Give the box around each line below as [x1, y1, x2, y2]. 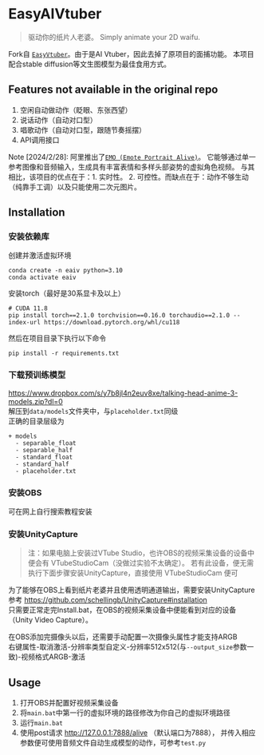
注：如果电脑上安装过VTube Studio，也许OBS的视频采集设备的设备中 [27, 548, 255, 558]
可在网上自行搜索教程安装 [8, 507, 93, 516]
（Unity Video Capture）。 [8, 615, 93, 625]
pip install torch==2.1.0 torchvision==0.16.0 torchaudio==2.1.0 [8, 312, 230, 320]
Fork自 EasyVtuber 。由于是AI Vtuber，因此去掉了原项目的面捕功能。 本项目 [8, 49, 254, 58]
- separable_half [15, 446, 73, 454]
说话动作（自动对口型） [19, 115, 97, 125]
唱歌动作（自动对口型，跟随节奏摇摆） [19, 125, 146, 134]
